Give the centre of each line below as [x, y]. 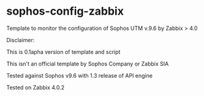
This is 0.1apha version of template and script [63, 52]
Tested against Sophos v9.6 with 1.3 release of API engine [80, 75]
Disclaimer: [21, 40]
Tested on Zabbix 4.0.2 [36, 87]
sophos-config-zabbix [65, 11]
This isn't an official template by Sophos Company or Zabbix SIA [88, 64]
